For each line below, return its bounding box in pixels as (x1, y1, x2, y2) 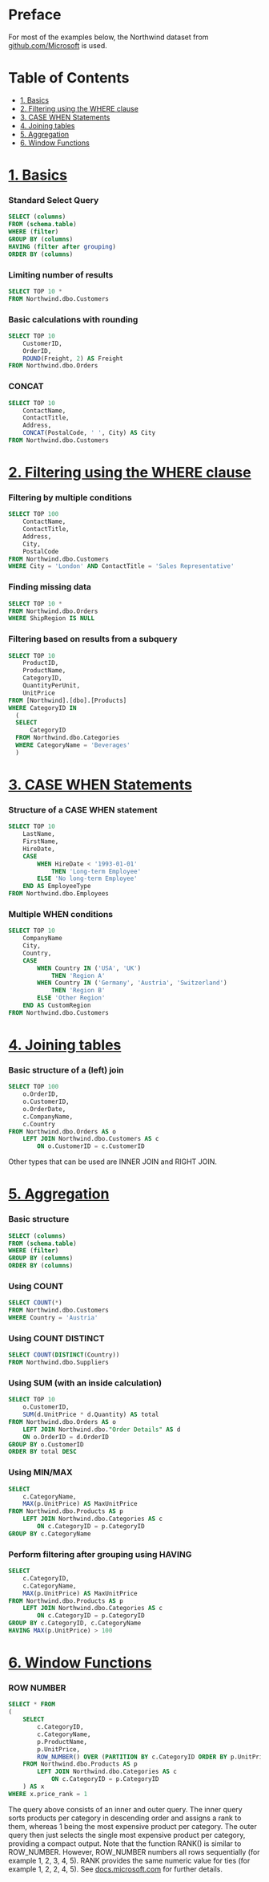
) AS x (22, 1783, 45, 1791)
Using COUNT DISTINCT (8, 1332, 105, 1344)
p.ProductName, (37, 1738, 88, 1746)
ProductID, (22, 659, 59, 667)
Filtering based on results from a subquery (8, 634, 178, 645)
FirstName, (22, 838, 59, 846)
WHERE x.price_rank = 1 (8, 1790, 88, 1798)
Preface (8, 6, 62, 24)
